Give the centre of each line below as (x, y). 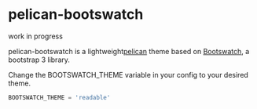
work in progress (35, 36)
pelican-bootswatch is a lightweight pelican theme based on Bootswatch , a (129, 51)
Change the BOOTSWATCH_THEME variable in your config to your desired (128, 74)
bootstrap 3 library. (39, 60)
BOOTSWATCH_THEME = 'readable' (59, 97)
